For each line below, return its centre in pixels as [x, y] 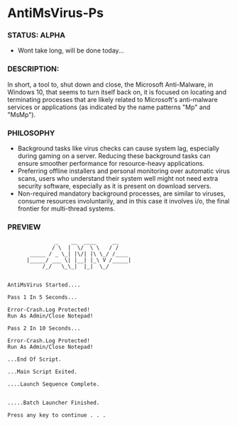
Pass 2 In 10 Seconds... [44, 329]
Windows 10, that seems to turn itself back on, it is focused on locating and [117, 92]
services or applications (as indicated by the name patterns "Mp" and [109, 107]
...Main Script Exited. [43, 372]
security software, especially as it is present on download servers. [114, 186]
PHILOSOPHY [31, 133]
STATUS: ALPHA [37, 35]
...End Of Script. [34, 359]
